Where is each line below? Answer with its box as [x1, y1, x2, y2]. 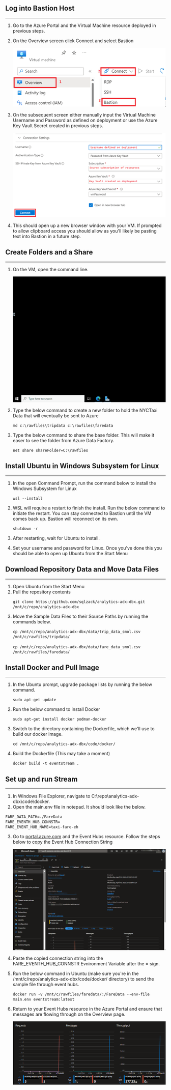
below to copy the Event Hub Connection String [12, 839, 113, 845]
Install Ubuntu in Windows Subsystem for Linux [5, 462, 159, 470]
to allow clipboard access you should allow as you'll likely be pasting [12, 227, 157, 234]
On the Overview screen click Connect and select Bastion [12, 38, 134, 44]
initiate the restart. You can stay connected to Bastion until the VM [12, 510, 152, 516]
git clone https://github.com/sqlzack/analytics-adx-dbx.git [12, 599, 146, 605]
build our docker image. [12, 731, 63, 737]
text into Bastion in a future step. [12, 233, 81, 239]
